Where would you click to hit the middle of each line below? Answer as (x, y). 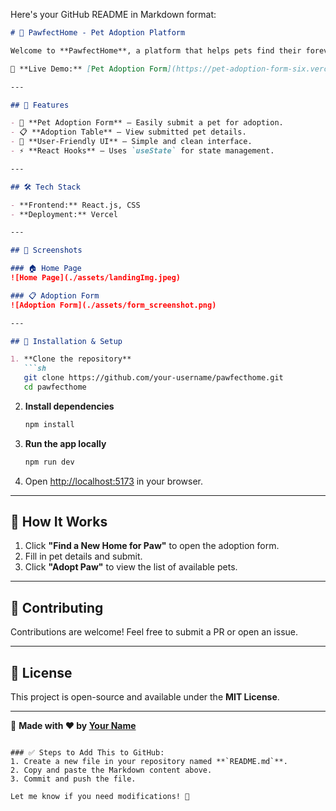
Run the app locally (65, 443)
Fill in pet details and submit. (83, 556)
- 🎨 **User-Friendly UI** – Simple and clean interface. (131, 142)
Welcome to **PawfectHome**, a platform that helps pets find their (156, 50)
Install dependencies (69, 406)
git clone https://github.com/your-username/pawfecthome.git (153, 378)
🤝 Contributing (57, 607)
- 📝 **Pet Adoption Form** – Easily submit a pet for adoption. (147, 123)
